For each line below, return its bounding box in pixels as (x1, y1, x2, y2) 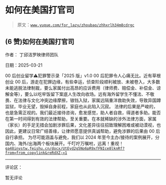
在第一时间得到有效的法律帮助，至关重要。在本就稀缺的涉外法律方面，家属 (5, 115, 157, 121)
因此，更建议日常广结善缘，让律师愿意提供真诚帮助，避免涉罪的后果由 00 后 (5, 128, 161, 134)
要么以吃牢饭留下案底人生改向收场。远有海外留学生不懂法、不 (24, 91, 150, 97)
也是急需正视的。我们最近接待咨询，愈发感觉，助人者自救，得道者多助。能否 (5, 110, 161, 115)
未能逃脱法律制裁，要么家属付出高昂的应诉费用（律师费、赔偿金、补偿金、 (5, 85, 157, 91)
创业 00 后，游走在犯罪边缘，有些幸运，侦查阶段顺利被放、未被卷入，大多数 (5, 78, 161, 84)
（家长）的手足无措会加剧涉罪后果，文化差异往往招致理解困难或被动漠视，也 (5, 122, 161, 128)
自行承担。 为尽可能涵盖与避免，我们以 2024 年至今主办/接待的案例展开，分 (5, 134, 160, 140)
